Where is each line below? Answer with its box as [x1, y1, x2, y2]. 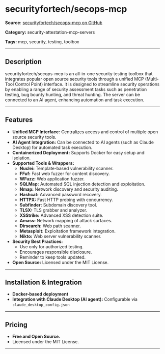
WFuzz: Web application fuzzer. [19, 176, 85, 181]
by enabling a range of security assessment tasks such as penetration [5, 86, 147, 92]
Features [5, 116, 33, 124]
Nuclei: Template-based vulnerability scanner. [19, 165, 114, 171]
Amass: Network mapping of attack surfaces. [19, 217, 112, 223]
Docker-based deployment [12, 291, 69, 297]
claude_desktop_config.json [12, 302, 70, 308]
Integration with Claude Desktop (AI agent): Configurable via [12, 296, 137, 302]
